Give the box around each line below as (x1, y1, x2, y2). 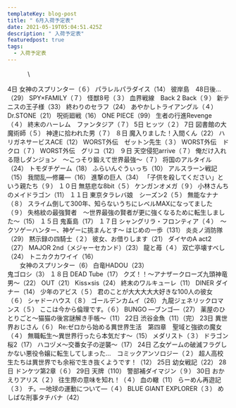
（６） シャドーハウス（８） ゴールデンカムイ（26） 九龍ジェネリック (7, 296, 211, 304)
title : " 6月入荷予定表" (7, 17, 74, 24)
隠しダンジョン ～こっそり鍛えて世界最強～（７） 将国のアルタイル (13, 155, 213, 163)
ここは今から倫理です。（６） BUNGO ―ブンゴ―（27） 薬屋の (39, 304, 220, 314)
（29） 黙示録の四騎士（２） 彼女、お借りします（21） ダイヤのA (7, 234, 197, 243)
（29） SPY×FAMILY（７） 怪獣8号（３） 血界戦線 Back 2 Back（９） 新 (7, 93, 223, 102)
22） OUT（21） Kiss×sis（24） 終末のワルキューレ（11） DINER (25, 278, 215, 287)
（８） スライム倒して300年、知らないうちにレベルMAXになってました (7, 199, 213, 208)
